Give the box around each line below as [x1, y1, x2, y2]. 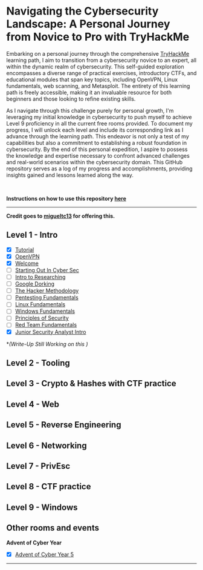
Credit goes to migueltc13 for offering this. [6, 212, 115, 220]
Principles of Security [14, 314, 69, 322]
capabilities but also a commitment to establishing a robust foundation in [6, 139, 187, 146]
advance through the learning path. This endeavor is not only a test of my [6, 132, 189, 140]
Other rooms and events [6, 523, 100, 533]
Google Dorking [14, 280, 55, 287]
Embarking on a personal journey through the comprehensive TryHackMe [6, 50, 190, 57]
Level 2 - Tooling [6, 358, 71, 368]
